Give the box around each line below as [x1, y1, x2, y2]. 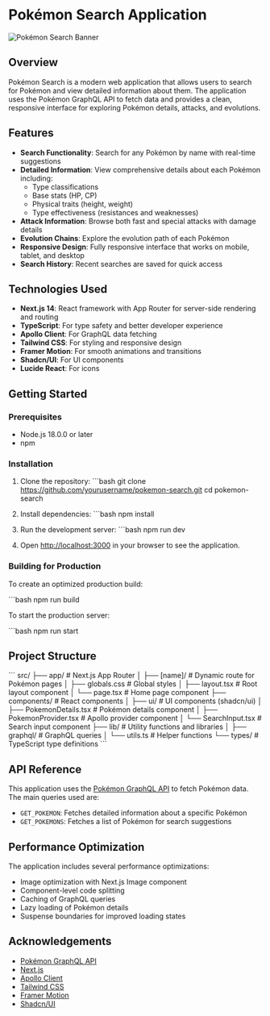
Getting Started [8, 387, 88, 401]
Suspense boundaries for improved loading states [19, 911, 186, 921]
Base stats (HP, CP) [31, 190, 98, 200]
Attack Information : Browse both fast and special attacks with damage [19, 216, 256, 226]
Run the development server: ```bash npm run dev [19, 525, 185, 535]
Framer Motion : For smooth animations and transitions [19, 347, 201, 356]
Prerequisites [8, 411, 62, 423]
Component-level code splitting [19, 885, 125, 896]
